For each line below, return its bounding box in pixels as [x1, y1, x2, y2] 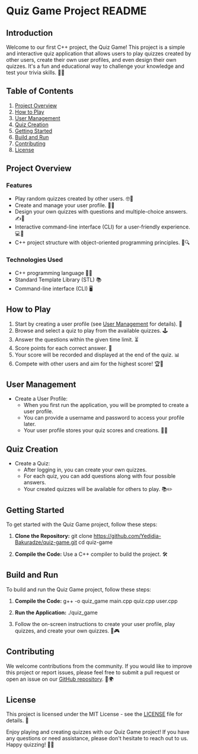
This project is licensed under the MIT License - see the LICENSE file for [6, 711, 183, 718]
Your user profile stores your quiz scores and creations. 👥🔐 [23, 427, 168, 434]
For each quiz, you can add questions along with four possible [23, 473, 176, 480]
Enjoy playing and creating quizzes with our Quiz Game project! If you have [6, 728, 190, 736]
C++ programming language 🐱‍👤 [14, 269, 93, 276]
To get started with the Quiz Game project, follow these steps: [6, 521, 158, 528]
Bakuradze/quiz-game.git [14, 539, 78, 546]
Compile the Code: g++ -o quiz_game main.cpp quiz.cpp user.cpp [14, 597, 178, 605]
